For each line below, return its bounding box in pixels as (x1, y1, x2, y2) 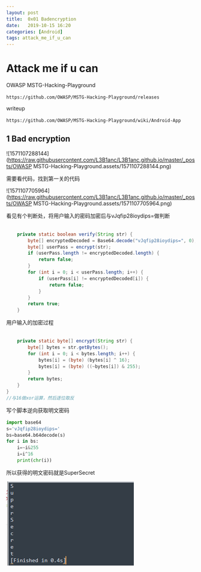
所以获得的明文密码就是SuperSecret (6, 469, 95, 476)
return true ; (28, 301, 61, 307)
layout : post (6, 10, 39, 16)
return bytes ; (28, 376, 63, 382)
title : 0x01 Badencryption (6, 16, 77, 22)
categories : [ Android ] (6, 29, 63, 35)
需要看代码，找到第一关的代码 (6, 175, 80, 182)
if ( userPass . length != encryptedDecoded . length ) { (28, 250, 160, 257)
